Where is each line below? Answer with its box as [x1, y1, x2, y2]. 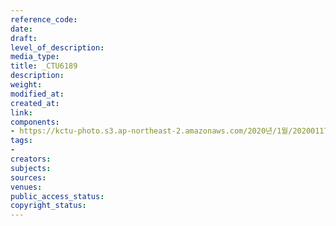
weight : [10, 80, 43, 90]
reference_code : [10, 14, 78, 25]
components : [10, 117, 60, 127]
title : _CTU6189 [10, 61, 78, 71]
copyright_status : [10, 201, 87, 211]
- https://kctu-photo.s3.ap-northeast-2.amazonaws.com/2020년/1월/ [10, 126, 293, 136]
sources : [10, 172, 47, 183]
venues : [10, 182, 43, 192]
